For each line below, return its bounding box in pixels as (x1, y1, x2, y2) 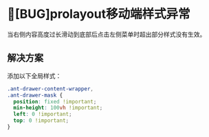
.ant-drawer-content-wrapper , (7, 85, 94, 92)
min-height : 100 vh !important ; (13, 104, 103, 112)
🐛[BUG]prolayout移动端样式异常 (7, 6, 190, 22)
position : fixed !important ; (13, 98, 97, 105)
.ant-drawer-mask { (7, 92, 63, 99)
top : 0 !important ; (13, 117, 69, 124)
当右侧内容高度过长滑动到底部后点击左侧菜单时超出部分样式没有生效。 (7, 30, 206, 38)
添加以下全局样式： (7, 71, 62, 79)
